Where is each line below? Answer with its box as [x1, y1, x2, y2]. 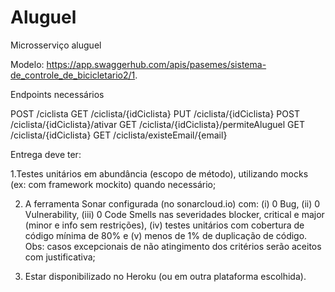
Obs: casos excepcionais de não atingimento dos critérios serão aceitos [24, 240, 322, 252]
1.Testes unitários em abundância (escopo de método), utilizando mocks [10, 167, 309, 180]
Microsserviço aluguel [10, 39, 102, 51]
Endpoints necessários [10, 88, 105, 100]
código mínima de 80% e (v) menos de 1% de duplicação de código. [24, 229, 308, 241]
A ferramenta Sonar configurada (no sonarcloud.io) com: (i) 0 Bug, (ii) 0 [24, 197, 321, 210]
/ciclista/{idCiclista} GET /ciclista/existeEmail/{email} [10, 129, 228, 141]
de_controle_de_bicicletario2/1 [10, 69, 136, 81]
